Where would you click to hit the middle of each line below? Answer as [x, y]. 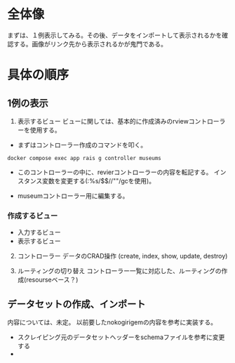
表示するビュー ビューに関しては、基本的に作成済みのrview [103, 121]
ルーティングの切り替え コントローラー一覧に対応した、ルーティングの [120, 271]
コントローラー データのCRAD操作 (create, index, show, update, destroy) [122, 256]
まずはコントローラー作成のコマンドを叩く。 [82, 145]
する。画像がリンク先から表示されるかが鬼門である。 [90, 44]
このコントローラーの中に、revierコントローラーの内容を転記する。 [115, 172]
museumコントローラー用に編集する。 [73, 196]
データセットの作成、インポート [76, 304]
